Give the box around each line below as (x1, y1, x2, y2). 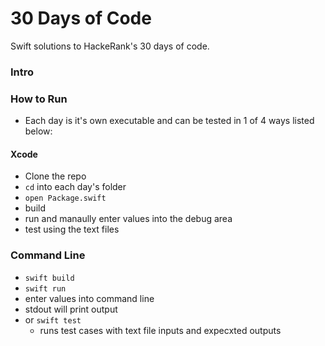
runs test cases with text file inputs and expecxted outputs (39, 324, 282, 336)
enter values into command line (24, 292, 155, 304)
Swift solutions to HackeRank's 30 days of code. (10, 40, 210, 52)
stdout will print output (24, 303, 118, 315)
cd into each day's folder (24, 181, 127, 193)
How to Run (10, 92, 68, 106)
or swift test (24, 313, 82, 326)
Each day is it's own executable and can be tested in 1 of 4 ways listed (24, 115, 315, 127)
